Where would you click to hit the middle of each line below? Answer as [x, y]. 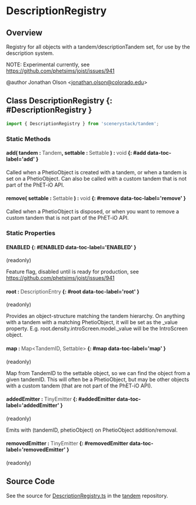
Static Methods [29, 139]
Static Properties [31, 233]
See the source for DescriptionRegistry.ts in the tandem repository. [87, 496]
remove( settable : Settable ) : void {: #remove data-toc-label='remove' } [96, 198]
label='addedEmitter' [33, 405]
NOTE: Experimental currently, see [48, 64]
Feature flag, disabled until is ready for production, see [73, 272]
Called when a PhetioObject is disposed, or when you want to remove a [93, 211]
